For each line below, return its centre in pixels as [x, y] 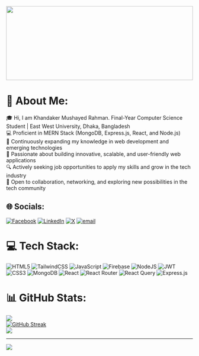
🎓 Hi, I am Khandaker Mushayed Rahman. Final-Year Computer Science [94, 117]
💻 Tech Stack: [43, 246]
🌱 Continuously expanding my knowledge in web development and [88, 141]
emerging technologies [34, 147]
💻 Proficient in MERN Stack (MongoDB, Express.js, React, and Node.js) [93, 133]
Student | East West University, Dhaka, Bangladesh [68, 126]
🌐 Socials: [25, 207]
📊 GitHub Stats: [46, 298]
